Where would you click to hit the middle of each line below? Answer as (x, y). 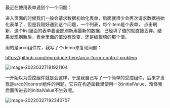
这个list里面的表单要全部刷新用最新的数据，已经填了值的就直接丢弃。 (86, 31)
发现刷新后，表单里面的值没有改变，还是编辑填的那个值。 (69, 37)
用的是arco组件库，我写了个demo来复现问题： (54, 47)
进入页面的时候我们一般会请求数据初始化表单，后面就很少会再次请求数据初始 (85, 18)
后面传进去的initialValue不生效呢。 (41, 90)
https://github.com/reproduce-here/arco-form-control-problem (71, 58)
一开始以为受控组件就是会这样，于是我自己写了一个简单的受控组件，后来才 (83, 78)
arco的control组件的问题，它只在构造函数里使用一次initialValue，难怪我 (88, 84)
